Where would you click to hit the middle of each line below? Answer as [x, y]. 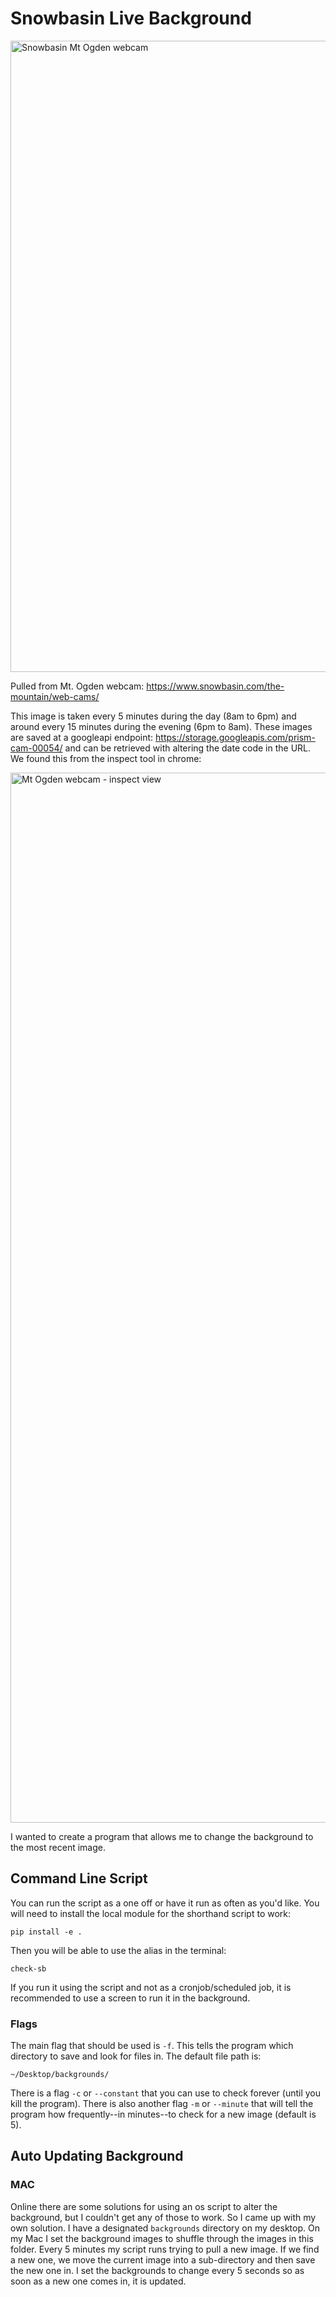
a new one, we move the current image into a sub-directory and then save [163, 2259]
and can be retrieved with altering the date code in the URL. [188, 748]
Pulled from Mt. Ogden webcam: [77, 686]
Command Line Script [79, 1878]
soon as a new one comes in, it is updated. [98, 2281]
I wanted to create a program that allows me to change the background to [162, 1836]
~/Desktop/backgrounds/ [60, 2075]
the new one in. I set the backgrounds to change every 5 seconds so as [157, 2270]
